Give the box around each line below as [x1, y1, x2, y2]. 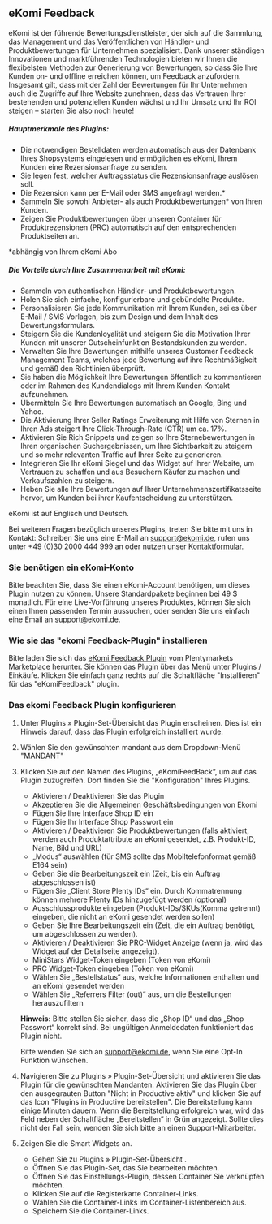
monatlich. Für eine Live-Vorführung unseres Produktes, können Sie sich [8, 597, 252, 607]
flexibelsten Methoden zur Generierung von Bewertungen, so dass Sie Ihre [8, 62, 258, 72]
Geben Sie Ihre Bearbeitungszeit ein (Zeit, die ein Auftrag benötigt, [32, 920, 256, 930]
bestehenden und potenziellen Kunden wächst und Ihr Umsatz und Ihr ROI [8, 97, 257, 106]
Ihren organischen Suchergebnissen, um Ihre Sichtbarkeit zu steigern [19, 441, 253, 450]
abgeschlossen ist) [32, 877, 96, 887]
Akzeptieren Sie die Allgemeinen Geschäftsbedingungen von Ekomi [32, 799, 258, 809]
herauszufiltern [32, 998, 84, 1007]
